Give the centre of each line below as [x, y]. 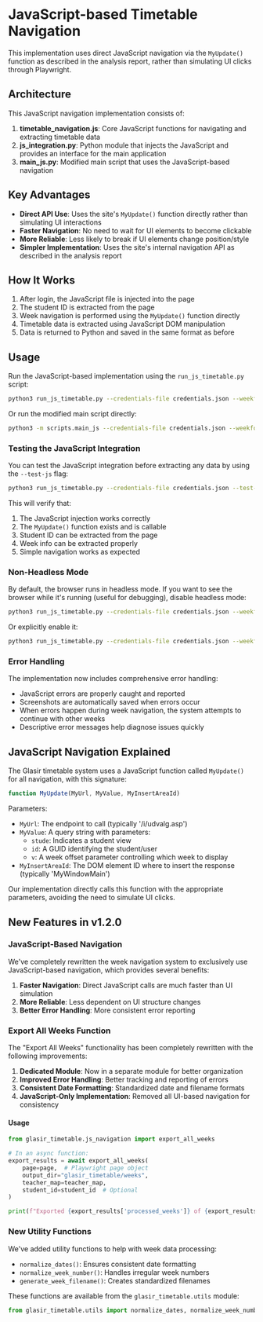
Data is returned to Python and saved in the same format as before [127, 332]
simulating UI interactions [60, 222]
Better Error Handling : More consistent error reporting [107, 1010]
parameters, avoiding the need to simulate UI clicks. [92, 898]
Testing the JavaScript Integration [74, 448]
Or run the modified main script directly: [72, 414]
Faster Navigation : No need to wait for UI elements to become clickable [135, 230]
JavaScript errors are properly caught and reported [102, 694]
